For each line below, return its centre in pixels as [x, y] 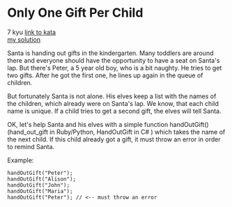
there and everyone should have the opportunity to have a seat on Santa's [114, 60]
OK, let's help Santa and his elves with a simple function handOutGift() [108, 124]
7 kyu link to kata [32, 32]
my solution [24, 39]
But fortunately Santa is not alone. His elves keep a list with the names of [112, 96]
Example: [21, 160]
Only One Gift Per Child [75, 13]
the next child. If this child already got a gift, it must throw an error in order [114, 139]
